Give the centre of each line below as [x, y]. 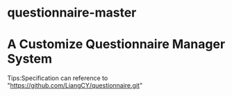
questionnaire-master [72, 13]
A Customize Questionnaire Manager [116, 45]
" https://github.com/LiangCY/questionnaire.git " [75, 86]
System [30, 59]
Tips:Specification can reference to [58, 78]
